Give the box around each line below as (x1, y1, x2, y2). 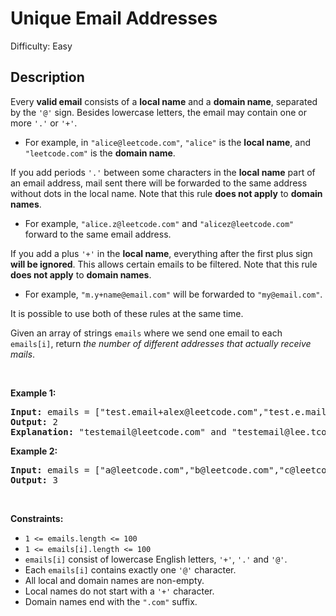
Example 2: (10, 445, 58, 457)
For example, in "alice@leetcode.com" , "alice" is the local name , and (24, 136, 311, 148)
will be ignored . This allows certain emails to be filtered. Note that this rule (10, 258, 318, 270)
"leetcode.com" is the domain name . (24, 147, 176, 159)
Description (10, 69, 85, 86)
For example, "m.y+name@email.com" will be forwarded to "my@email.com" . (24, 288, 323, 300)
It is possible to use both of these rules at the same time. (10, 307, 244, 319)
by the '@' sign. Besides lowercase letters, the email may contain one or (10, 106, 307, 118)
